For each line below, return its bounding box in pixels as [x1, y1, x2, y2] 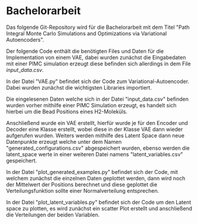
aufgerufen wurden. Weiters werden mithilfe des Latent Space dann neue [6, 131, 185, 139]
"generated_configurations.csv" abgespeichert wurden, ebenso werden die [6, 144, 190, 151]
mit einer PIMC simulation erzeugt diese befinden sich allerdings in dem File [6, 60, 191, 67]
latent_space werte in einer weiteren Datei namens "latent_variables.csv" [6, 150, 183, 157]
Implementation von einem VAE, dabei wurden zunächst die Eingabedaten [6, 54, 186, 61]
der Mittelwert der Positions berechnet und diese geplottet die [6, 181, 158, 188]
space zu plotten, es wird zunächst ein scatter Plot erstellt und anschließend [6, 205, 193, 212]
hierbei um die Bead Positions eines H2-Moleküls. [6, 108, 128, 115]
